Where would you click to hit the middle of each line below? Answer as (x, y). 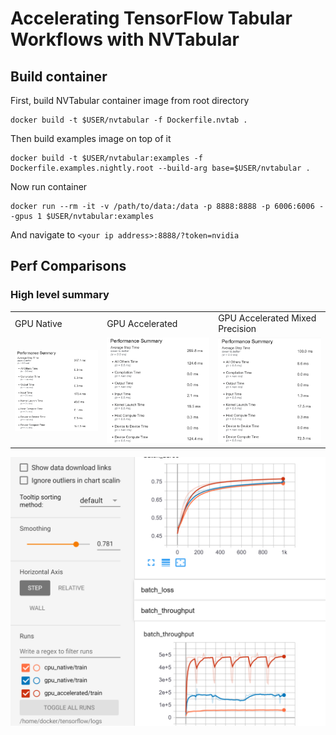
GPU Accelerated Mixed (267, 318)
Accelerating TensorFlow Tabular (151, 18)
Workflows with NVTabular (125, 39)
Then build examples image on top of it (91, 138)
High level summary (60, 295)
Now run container (49, 186)
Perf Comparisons (68, 266)
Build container (59, 76)
